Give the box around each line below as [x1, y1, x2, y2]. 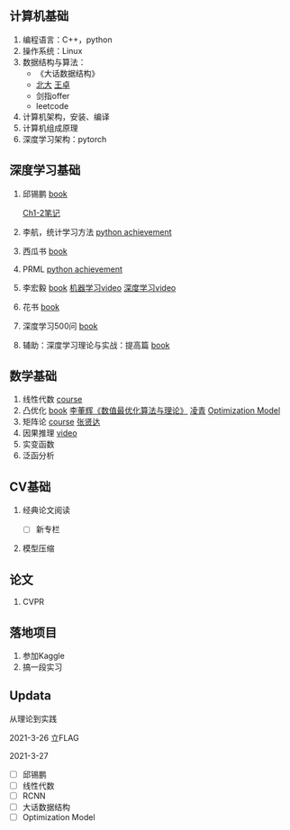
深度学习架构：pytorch [22, 133, 107, 144]
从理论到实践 [9, 713, 57, 724]
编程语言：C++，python [22, 34, 113, 45]
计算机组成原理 [22, 122, 78, 133]
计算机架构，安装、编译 [22, 111, 110, 122]
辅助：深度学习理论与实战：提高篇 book [22, 339, 170, 350]
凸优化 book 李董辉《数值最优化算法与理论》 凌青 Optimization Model [22, 405, 281, 416]
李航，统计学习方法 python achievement [22, 226, 173, 237]
